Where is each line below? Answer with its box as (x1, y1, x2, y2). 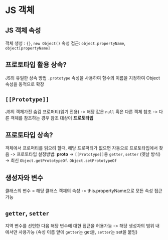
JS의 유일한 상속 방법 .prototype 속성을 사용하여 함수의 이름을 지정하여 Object (5, 74, 160, 80)
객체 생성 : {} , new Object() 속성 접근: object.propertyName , (5, 40, 126, 46)
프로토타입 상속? (5, 131, 53, 139)
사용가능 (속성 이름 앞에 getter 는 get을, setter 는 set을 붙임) (18, 229, 138, 235)
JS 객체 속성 (5, 26, 41, 34)
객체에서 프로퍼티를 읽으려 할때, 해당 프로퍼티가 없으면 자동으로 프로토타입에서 (5, 145, 158, 151)
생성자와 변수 (5, 173, 44, 182)
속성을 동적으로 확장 (5, 81, 44, 87)
